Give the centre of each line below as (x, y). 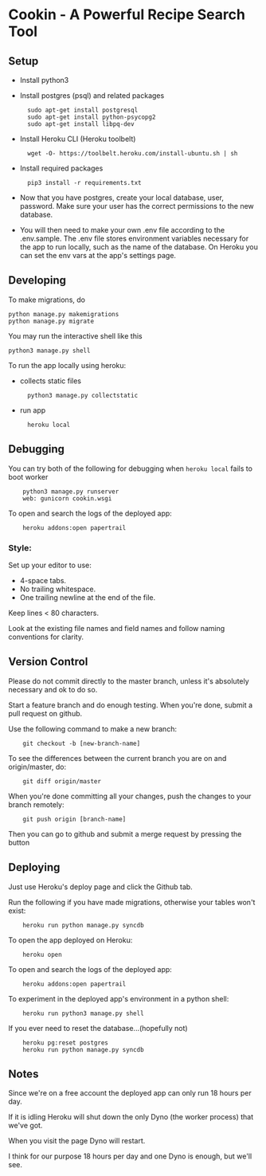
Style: (20, 547)
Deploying (34, 867)
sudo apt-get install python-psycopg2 (92, 117)
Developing (37, 280)
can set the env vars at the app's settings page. (98, 255)
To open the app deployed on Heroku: (70, 940)
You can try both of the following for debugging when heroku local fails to (131, 468)
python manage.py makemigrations (64, 314)
